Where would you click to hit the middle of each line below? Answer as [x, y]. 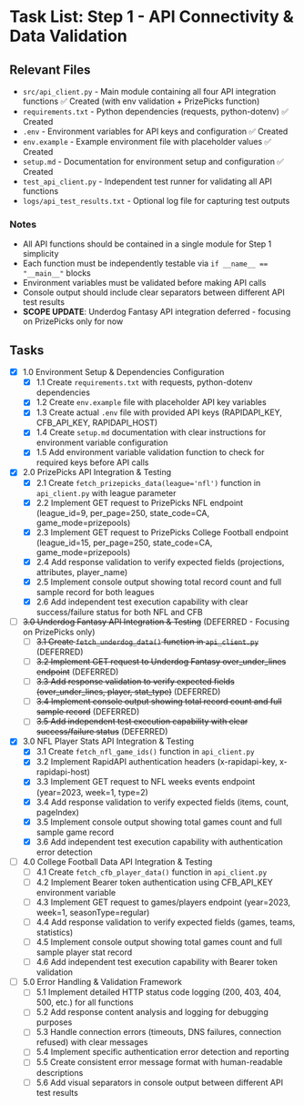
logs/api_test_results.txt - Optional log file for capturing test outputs [156, 201]
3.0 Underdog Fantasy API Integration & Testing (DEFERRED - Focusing [156, 622]
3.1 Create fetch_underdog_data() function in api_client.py [147, 641]
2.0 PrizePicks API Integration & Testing [97, 472]
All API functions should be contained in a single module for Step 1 [147, 244]
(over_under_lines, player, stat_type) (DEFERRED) [128, 692]
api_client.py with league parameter [106, 492]
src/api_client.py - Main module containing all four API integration [149, 91]
